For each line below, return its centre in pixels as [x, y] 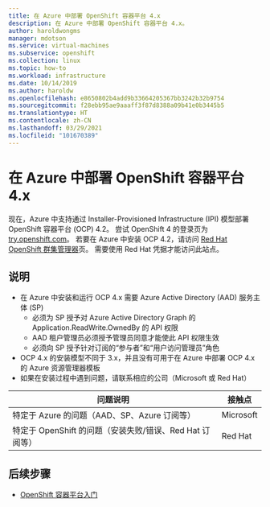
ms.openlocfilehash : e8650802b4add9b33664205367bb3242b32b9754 [117, 98]
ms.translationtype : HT [48, 113]
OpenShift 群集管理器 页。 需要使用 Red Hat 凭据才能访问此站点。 [116, 249]
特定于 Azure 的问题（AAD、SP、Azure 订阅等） [104, 415]
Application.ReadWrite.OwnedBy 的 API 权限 [105, 328]
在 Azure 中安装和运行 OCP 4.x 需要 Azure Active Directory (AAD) [129, 298]
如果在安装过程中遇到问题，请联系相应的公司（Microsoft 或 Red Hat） [135, 378]
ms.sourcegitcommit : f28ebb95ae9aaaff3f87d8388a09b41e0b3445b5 [117, 105]
